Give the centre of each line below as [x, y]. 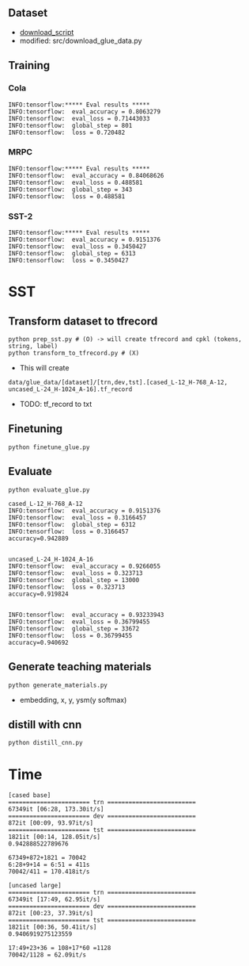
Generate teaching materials [80, 667]
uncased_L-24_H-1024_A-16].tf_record [70, 389]
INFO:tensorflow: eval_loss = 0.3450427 [77, 247]
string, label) [33, 347]
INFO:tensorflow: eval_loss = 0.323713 [76, 573]
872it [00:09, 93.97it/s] [51, 823]
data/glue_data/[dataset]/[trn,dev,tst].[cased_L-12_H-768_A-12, [118, 383]
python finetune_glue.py [49, 447]
